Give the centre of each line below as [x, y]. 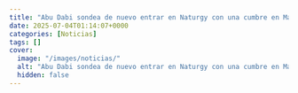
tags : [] [25, 42]
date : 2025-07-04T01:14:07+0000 [69, 26]
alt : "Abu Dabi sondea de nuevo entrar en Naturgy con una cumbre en [148, 67]
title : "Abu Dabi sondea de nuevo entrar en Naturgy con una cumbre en [144, 17]
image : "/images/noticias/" [69, 58]
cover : [21, 50]
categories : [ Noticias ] [53, 34]
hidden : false [43, 75]
